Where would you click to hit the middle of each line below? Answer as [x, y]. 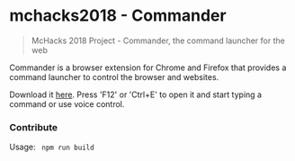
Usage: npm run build [52, 147]
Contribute [34, 127]
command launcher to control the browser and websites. [114, 76]
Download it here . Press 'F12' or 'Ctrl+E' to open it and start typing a [136, 94]
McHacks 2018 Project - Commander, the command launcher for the [158, 40]
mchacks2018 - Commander [118, 16]
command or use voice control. [67, 103]
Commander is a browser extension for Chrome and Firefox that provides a [148, 67]
